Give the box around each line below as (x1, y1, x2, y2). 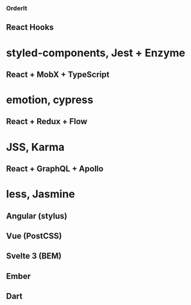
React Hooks (6, 22, 54, 33)
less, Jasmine (6, 187, 75, 201)
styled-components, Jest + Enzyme (6, 46, 186, 60)
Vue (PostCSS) (6, 231, 62, 241)
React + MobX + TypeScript (6, 69, 110, 79)
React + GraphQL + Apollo (6, 164, 104, 174)
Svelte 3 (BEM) (6, 251, 62, 261)
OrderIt (6, 4, 28, 12)
